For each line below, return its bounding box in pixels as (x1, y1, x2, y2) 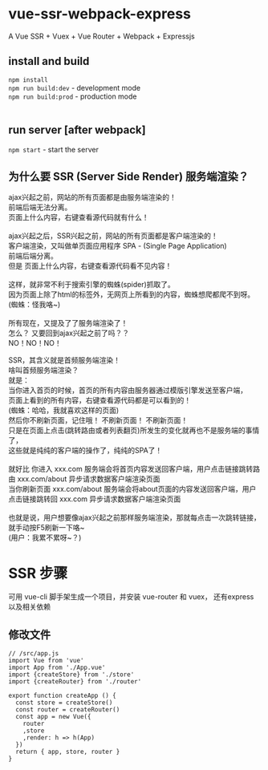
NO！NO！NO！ (8, 338, 62, 348)
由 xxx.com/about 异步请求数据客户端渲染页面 (8, 474, 160, 484)
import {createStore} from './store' (8, 671, 135, 679)
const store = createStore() (15, 699, 113, 707)
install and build (8, 55, 90, 68)
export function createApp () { (8, 691, 116, 700)
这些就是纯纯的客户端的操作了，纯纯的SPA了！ (8, 446, 163, 456)
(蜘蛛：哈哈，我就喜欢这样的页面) (8, 406, 120, 415)
